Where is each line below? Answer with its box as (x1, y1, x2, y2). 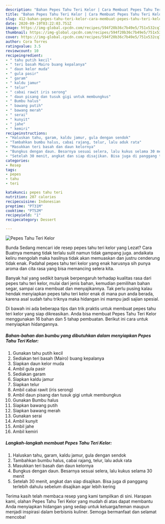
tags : (5, 167, 17, 172)
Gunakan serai (12, 413, 42, 419)
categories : (5, 158, 30, 163)
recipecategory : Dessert (5, 217, 56, 222)
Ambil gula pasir (12, 366, 46, 371)
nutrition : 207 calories (5, 194, 56, 199)
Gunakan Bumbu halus (12, 397, 59, 403)
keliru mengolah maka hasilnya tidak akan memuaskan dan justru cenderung (5, 255, 160, 261)
